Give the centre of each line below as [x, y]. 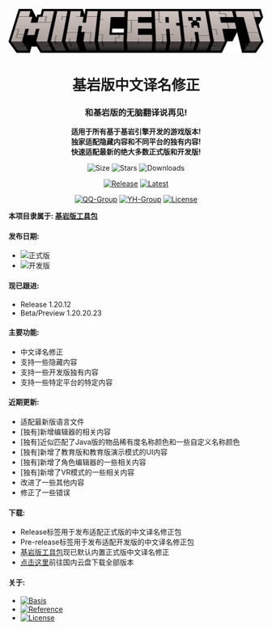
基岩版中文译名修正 [136, 85]
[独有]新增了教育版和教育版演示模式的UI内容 [94, 452]
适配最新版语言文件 [52, 421]
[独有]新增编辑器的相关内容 [66, 431]
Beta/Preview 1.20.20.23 [61, 313]
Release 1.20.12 [45, 304]
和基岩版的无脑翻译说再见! [136, 112]
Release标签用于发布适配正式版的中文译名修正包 [101, 532]
